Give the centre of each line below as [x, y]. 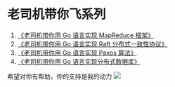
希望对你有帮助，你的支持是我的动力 [60, 76]
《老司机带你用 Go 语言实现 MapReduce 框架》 [86, 35]
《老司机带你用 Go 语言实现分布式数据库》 [79, 61]
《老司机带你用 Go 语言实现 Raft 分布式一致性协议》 [92, 43]
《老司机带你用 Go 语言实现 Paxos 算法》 [77, 53]
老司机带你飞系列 [57, 14]
